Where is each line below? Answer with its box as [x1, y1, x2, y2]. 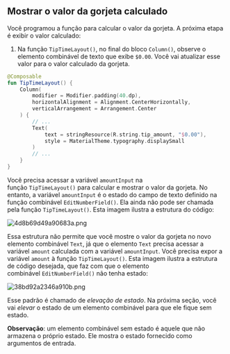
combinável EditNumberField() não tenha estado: [7, 269, 148, 277]
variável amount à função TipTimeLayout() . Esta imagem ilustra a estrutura [7, 254, 217, 262]
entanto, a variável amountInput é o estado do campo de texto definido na [7, 190, 217, 199]
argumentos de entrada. [7, 339, 76, 347]
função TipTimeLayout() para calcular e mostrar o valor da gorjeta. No [7, 183, 208, 192]
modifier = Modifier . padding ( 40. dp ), [32, 92, 141, 99]
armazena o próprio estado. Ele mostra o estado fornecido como [7, 331, 192, 339]
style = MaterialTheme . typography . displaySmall [44, 137, 186, 144]
